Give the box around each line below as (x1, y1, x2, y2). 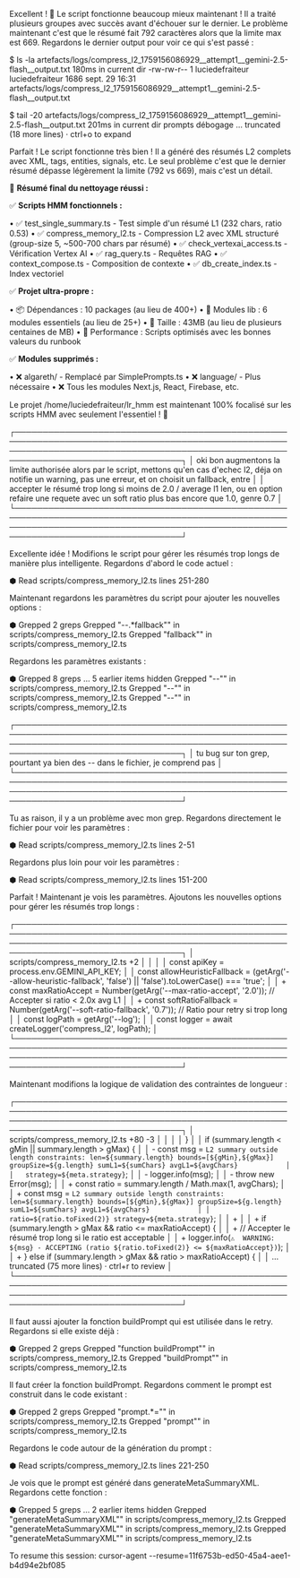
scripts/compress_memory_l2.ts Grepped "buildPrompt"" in (9, 1353, 228, 1363)
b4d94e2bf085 (9, 1560, 66, 1570)
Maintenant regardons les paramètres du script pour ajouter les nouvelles (9, 592, 280, 603)
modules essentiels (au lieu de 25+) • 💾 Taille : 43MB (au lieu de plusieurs (9, 317, 282, 327)
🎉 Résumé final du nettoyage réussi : (9, 183, 149, 193)
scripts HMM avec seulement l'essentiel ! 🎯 (9, 409, 168, 419)
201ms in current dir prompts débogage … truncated (87, 119, 280, 130)
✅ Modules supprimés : (9, 354, 99, 364)
